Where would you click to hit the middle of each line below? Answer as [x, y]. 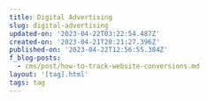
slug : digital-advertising [59, 25]
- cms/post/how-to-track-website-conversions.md [108, 67]
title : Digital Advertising [61, 17]
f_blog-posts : [35, 58]
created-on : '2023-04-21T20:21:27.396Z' [85, 42]
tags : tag [27, 83]
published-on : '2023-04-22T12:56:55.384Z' [89, 50]
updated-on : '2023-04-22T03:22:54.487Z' [85, 33]
